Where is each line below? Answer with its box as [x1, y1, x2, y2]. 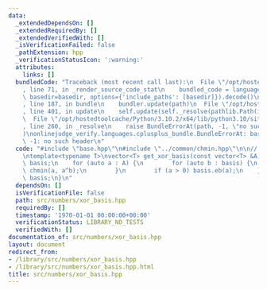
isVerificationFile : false [15, 188, 105, 197]
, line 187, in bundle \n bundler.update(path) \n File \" [22, 100, 229, 108]
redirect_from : [8, 248, 59, 256]
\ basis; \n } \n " [22, 174, 73, 183]
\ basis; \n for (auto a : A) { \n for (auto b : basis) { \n [22, 160, 258, 168]
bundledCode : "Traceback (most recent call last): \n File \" [15, 78, 226, 86]
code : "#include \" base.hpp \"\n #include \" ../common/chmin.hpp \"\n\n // [15, 145, 258, 153]
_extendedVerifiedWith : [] [15, 33, 105, 42]
